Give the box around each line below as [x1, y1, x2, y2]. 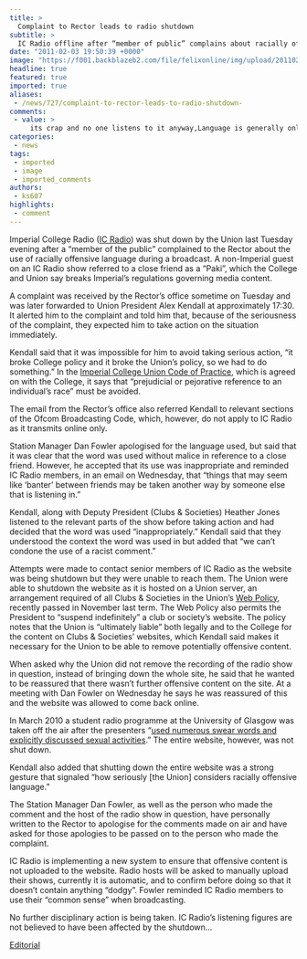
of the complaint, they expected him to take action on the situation [9, 319, 259, 330]
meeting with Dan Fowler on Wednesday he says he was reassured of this [9, 687, 288, 699]
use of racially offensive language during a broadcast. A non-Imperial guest [9, 253, 294, 264]
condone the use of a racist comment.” [9, 545, 156, 556]
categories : [9, 132, 55, 142]
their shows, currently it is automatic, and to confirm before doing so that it [9, 874, 291, 886]
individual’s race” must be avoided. [9, 385, 142, 396]
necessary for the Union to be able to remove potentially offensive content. [9, 640, 292, 651]
